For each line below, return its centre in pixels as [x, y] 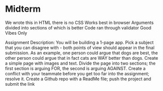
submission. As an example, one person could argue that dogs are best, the [81, 53]
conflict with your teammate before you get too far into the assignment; [77, 73]
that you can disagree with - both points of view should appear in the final [80, 47]
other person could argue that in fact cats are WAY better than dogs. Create [82, 58]
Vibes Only [16, 33]
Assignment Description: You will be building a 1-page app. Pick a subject [79, 42]
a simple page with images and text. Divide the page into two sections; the [80, 63]
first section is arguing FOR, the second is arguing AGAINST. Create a [75, 68]
